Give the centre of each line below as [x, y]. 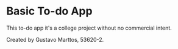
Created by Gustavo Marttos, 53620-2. [55, 39]
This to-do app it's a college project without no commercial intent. [89, 28]
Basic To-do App [49, 11]
